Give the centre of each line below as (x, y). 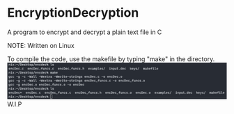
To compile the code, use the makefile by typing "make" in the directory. (111, 59)
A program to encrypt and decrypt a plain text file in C (85, 32)
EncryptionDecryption (73, 13)
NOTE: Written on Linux (41, 45)
